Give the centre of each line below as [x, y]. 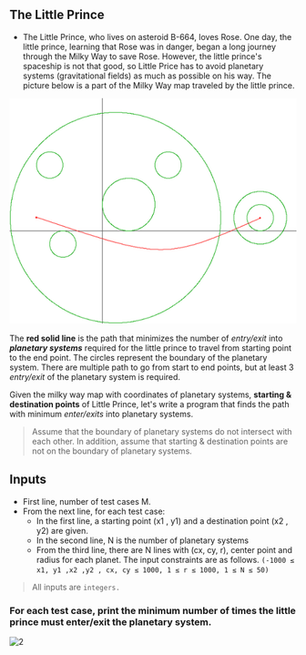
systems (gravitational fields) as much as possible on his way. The [147, 76]
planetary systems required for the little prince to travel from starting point [151, 348]
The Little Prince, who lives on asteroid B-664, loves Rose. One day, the [157, 36]
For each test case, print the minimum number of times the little [153, 610]
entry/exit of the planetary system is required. [95, 377]
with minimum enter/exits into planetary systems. [102, 414]
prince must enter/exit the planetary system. [111, 621]
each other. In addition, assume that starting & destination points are [160, 442]
